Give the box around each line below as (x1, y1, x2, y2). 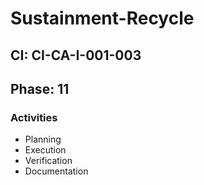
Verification (24, 155, 73, 167)
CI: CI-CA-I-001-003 (10, 47, 142, 64)
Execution (24, 144, 67, 156)
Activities (10, 110, 58, 124)
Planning (24, 133, 62, 146)
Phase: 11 (10, 80, 70, 97)
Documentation (24, 165, 89, 177)
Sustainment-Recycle (10, 7, 195, 30)
